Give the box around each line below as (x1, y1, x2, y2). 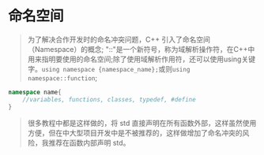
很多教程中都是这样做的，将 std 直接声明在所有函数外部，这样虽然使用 (27, 118, 257, 127)
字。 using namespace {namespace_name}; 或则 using (27, 64, 190, 73)
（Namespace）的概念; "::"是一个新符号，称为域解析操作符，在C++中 (27, 44, 255, 54)
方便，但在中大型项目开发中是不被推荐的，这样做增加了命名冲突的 (27, 127, 243, 138)
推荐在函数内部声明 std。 (48, 138, 130, 147)
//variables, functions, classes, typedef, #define (22, 95, 196, 103)
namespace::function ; (27, 72, 98, 83)
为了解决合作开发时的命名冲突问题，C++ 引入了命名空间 (27, 35, 211, 44)
